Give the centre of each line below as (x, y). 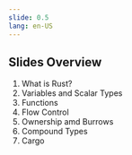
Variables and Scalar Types (72, 93)
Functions (40, 103)
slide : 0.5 (29, 17)
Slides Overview (55, 62)
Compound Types (54, 132)
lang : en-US (31, 26)
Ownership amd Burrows (67, 122)
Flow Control (45, 112)
